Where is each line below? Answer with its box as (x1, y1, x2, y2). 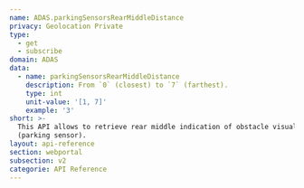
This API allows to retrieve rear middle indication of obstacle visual (17, 123, 298, 132)
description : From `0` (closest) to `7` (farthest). (25, 80, 229, 89)
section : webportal (9, 147, 83, 156)
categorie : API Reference (9, 164, 107, 174)
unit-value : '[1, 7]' (25, 97, 107, 107)
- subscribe (17, 47, 63, 56)
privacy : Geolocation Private (9, 22, 124, 31)
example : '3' (25, 106, 75, 115)
